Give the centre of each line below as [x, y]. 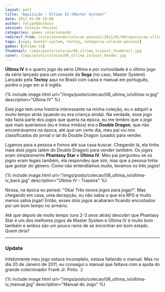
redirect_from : [21, 37]
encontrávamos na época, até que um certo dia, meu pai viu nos [70, 130]
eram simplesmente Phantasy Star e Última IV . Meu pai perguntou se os [79, 155]
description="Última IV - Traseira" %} [69, 180]
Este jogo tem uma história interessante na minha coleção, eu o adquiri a [79, 109]
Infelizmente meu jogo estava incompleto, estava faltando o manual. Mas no [82, 259]
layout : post [18, 10]
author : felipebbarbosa [29, 23]
